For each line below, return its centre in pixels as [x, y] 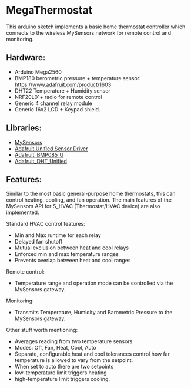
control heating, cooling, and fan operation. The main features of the [89, 200]
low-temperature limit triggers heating [61, 373]
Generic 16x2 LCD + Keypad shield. [57, 109]
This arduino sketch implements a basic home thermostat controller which [96, 27]
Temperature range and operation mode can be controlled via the [94, 283]
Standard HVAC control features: [46, 224]
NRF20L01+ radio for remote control [58, 97]
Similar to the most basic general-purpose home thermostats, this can [91, 194]
